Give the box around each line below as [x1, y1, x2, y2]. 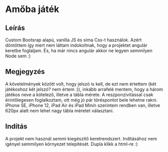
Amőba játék [5, 4, 59, 15]
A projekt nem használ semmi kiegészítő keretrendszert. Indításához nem [5, 135, 157, 141]
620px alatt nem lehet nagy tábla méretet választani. [5, 107, 114, 114]
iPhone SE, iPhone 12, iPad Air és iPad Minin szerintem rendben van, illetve [5, 102, 160, 108]
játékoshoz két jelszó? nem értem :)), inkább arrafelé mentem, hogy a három [5, 86, 163, 92]
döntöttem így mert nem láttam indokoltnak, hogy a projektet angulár [5, 42, 147, 48]
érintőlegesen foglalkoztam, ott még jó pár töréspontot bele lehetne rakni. [5, 97, 158, 103]
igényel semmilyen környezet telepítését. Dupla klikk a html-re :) [5, 141, 138, 147]
